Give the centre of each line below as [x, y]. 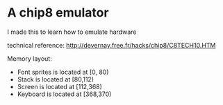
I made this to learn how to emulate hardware [72, 32]
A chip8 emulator [58, 13]
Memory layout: [30, 58]
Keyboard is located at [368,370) [64, 94]
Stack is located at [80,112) [56, 79]
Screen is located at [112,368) [60, 86]
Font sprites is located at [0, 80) [63, 72]
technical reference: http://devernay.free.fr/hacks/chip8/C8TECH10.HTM [111, 45]
